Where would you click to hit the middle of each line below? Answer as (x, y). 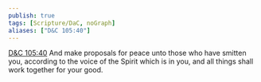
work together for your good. (56, 70)
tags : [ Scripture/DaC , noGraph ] (62, 23)
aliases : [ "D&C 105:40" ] (49, 30)
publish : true (32, 16)
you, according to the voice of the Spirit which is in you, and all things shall (131, 61)
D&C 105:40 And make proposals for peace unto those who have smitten (127, 53)
